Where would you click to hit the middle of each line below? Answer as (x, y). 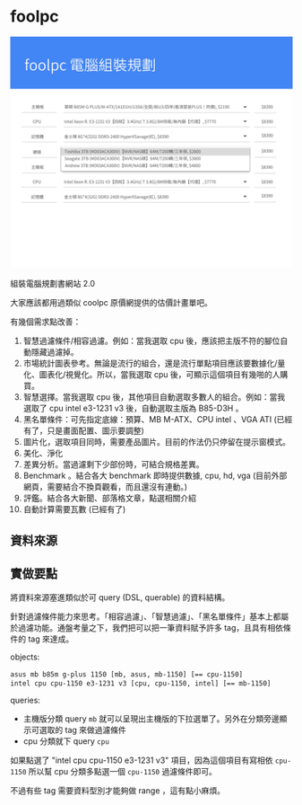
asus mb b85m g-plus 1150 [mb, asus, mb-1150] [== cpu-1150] (127, 674)
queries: (26, 700)
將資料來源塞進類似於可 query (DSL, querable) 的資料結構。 (120, 597)
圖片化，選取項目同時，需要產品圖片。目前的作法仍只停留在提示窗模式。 (156, 442)
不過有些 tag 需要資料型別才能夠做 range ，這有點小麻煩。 (117, 790)
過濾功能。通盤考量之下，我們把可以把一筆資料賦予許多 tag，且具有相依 (151, 627)
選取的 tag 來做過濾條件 (82, 730)
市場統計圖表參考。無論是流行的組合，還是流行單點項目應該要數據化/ (150, 363)
